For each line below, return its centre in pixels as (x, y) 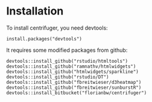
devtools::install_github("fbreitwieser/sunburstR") (74, 88)
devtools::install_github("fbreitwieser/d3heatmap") (74, 82)
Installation (35, 11)
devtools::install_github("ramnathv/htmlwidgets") (71, 66)
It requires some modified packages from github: (67, 50)
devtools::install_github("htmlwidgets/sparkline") (72, 72)
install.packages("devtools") (44, 39)
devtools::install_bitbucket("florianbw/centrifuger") (77, 93)
